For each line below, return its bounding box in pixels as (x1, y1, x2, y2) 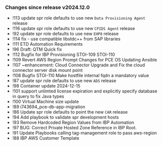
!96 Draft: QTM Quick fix (12, 46, 62, 53)
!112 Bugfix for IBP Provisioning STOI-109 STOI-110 (12, 52, 115, 58)
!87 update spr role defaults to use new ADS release (12, 78, 117, 84)
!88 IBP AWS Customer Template (12, 135, 80, 141)
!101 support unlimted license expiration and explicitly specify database (12, 88, 158, 94)
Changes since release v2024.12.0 (5, 4, 90, 11)
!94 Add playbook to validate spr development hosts (12, 115, 119, 120)
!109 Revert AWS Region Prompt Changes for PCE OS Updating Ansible (12, 57, 157, 63)
